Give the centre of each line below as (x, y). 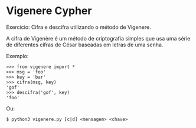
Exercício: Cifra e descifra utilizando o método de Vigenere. (79, 27)
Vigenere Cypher (49, 11)
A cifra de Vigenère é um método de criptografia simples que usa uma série (98, 38)
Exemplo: (17, 56)
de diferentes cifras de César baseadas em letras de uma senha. (85, 45)
